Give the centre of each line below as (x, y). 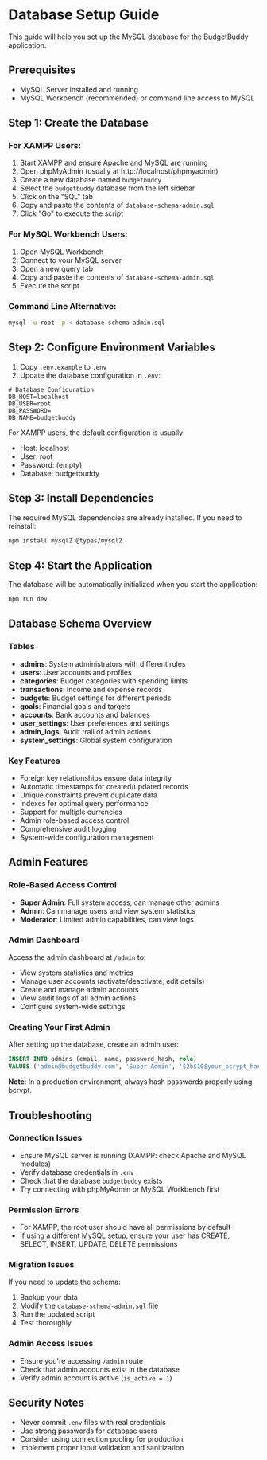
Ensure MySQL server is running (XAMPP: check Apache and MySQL (133, 1155)
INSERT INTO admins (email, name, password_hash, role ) (103, 1059)
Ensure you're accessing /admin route (81, 1360)
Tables (21, 647)
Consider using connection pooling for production (101, 1438)
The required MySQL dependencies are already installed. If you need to (125, 517)
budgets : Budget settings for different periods (95, 698)
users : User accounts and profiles (76, 672)
